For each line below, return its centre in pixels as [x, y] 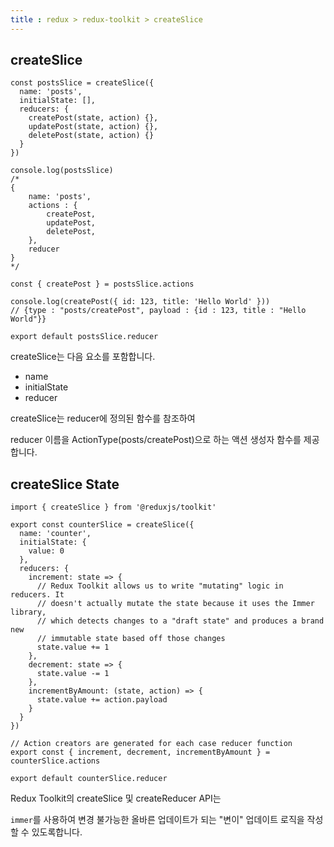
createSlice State [65, 484]
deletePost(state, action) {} [91, 136]
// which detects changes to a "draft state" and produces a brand [180, 621]
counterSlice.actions [55, 761]
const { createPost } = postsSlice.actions [102, 284]
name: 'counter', [55, 534]
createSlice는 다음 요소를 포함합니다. [83, 357]
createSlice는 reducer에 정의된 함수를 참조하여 [103, 418]
